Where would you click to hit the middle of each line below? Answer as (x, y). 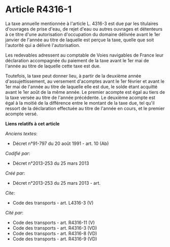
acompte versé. (22, 114)
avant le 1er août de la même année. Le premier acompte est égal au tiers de (85, 92)
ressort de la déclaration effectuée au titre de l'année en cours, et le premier (85, 108)
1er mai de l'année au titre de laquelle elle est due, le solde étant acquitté (81, 87)
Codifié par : (18, 153)
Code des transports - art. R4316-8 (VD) (55, 233)
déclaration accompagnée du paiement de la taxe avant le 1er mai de (77, 60)
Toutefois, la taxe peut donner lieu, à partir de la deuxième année (73, 76)
